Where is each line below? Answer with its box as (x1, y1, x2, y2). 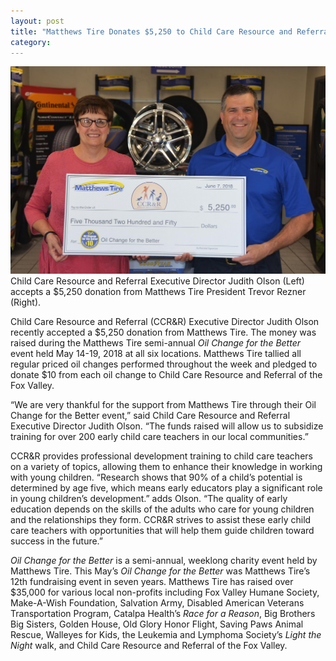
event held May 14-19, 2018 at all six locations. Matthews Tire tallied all (10, 347, 302, 359)
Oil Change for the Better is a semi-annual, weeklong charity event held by (10, 554, 318, 566)
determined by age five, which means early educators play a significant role (10, 481, 323, 494)
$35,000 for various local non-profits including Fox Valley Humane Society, (10, 586, 320, 598)
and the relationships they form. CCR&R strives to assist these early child (10, 513, 312, 525)
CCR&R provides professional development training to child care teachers (10, 450, 313, 462)
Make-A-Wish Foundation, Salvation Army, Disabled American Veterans (10, 596, 305, 609)
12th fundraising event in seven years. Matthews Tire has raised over (10, 575, 294, 587)
